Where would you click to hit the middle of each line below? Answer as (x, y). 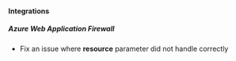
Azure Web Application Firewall (61, 29)
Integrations (29, 11)
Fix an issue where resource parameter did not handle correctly (124, 48)
